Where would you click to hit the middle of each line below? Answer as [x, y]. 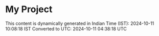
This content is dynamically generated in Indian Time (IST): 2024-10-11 [80, 23]
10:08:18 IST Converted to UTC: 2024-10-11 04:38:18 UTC [66, 28]
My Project [29, 9]
